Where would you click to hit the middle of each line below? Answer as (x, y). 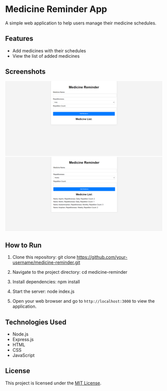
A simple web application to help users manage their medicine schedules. (81, 23)
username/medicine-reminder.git (46, 262)
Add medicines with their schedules (49, 50)
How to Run (23, 245)
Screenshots (25, 72)
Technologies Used (36, 322)
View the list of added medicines (46, 56)
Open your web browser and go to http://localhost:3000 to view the (83, 301)
